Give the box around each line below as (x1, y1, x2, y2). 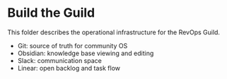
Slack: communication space (17, 56, 103, 64)
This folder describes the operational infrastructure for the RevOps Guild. (7, 28, 221, 36)
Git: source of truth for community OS (17, 41, 128, 50)
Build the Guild (7, 5, 95, 21)
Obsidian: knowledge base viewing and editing (17, 49, 154, 57)
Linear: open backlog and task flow (17, 64, 121, 72)
